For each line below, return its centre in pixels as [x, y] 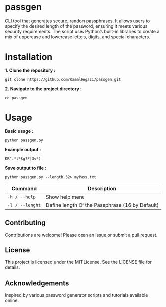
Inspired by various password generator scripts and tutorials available [77, 295]
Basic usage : [19, 131]
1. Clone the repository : [30, 70]
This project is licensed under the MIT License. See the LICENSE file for [79, 262]
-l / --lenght [24, 205]
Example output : [23, 149]
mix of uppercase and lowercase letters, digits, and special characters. [78, 37]
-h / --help [22, 197]
